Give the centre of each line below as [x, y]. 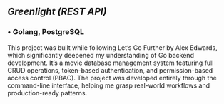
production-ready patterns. [47, 93]
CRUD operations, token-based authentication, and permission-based [110, 70]
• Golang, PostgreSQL [46, 32]
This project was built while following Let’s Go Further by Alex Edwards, [112, 47]
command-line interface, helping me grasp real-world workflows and [109, 85]
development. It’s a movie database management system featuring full [111, 63]
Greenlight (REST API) [57, 12]
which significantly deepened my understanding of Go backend [101, 55]
